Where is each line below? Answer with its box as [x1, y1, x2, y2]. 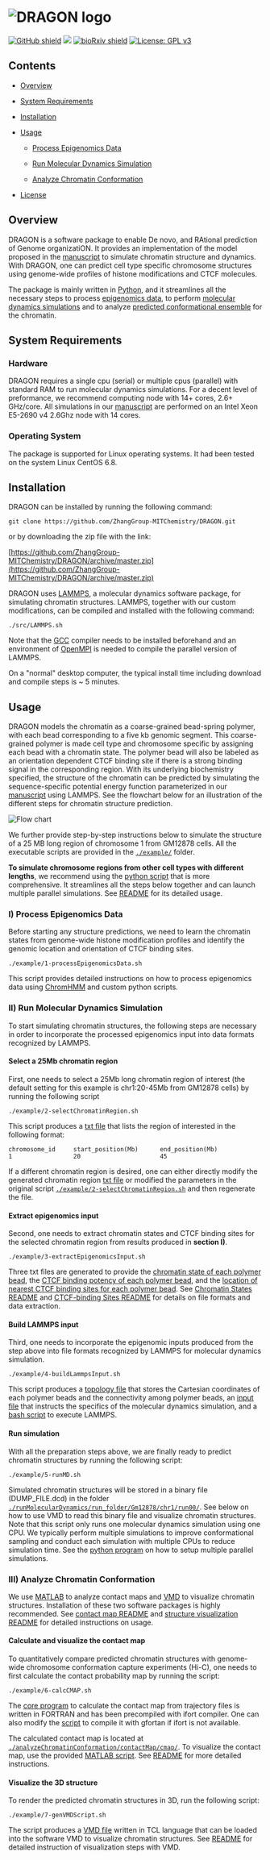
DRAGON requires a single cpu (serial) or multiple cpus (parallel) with [8, 376, 239, 386]
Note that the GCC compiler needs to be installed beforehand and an [8, 635, 236, 645]
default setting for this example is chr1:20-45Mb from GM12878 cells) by [8, 1083, 250, 1092]
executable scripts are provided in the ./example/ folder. [8, 847, 195, 857]
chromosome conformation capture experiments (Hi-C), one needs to [26, 1662, 257, 1672]
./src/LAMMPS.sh [8, 622, 63, 630]
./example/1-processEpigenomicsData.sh [8, 959, 143, 967]
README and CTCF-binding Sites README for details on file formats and [8, 1292, 251, 1302]
